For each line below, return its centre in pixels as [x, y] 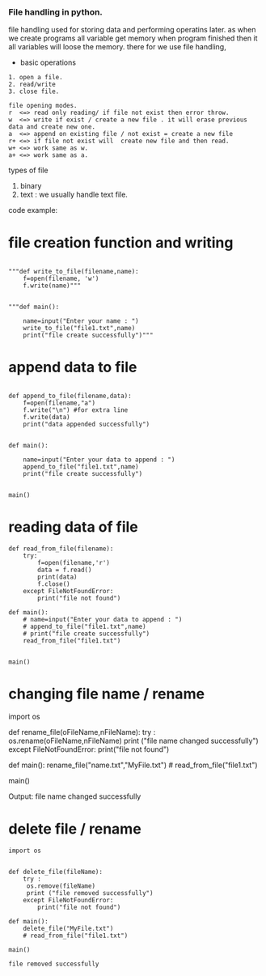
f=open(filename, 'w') [61, 279]
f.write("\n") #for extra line [76, 410]
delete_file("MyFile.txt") [68, 928]
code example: [33, 210]
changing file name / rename [106, 694]
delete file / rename [75, 829]
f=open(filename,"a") [59, 403]
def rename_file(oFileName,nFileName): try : [82, 732]
